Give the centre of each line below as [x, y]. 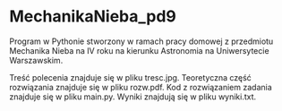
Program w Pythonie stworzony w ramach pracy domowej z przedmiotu [141, 41]
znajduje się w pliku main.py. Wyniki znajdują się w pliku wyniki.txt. [133, 97]
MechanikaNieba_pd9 [93, 17]
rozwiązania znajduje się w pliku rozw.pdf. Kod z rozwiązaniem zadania [141, 87]
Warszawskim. [36, 60]
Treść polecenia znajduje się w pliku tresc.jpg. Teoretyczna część [131, 77]
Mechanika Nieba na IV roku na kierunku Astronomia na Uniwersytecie [140, 50]
